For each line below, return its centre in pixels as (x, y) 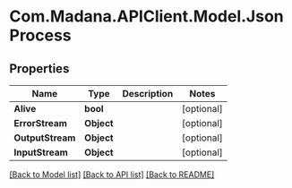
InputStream (41, 152)
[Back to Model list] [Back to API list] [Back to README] (112, 175)
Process (40, 35)
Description (148, 94)
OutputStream (45, 138)
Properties (39, 68)
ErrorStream (40, 123)
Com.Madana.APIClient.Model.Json (146, 17)
